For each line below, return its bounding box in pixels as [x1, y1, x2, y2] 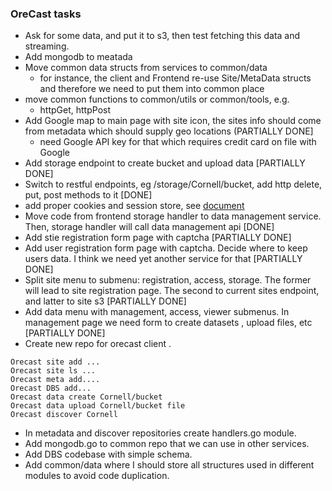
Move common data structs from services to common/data [24, 62, 268, 74]
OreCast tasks [10, 7, 82, 21]
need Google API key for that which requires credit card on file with [39, 136, 317, 148]
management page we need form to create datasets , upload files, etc [24, 317, 313, 329]
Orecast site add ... [10, 357, 101, 367]
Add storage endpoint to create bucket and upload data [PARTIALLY [24, 157, 306, 169]
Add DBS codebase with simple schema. [24, 448, 193, 461]
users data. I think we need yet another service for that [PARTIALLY [24, 253, 303, 265]
